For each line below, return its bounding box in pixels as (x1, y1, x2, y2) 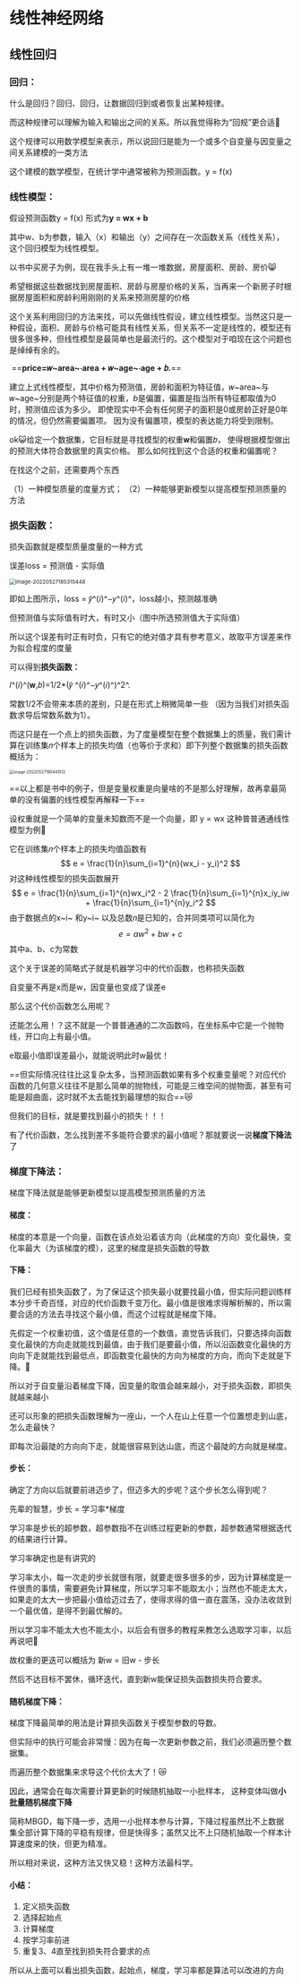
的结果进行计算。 (9, 1533, 73, 1545)
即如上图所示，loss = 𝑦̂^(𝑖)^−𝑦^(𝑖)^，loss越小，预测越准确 (9, 593, 218, 605)
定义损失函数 (21, 1901, 70, 1912)
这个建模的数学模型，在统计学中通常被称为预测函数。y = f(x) (9, 166, 233, 176)
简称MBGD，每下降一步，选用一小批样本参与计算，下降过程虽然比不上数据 (9, 1816, 285, 1827)
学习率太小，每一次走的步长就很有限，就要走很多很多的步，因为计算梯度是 (9, 1572, 284, 1583)
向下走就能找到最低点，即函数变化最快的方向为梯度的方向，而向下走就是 (16, 1350, 284, 1361)
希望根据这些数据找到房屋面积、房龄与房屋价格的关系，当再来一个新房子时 (9, 281, 284, 292)
